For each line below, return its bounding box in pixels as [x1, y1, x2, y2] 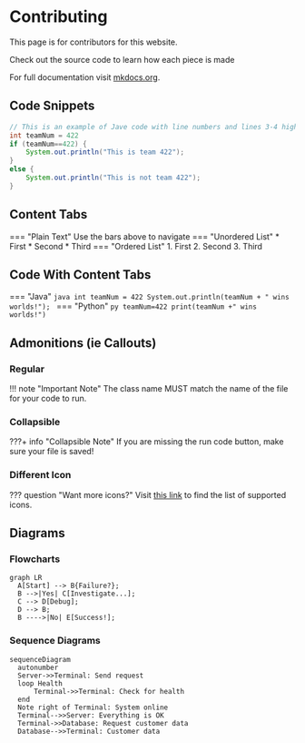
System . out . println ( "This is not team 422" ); [25, 173, 202, 182]
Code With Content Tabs [9, 267, 152, 282]
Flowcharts [9, 553, 61, 565]
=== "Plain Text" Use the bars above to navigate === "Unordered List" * [9, 230, 280, 242]
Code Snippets [9, 98, 95, 114]
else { [9, 165, 34, 174]
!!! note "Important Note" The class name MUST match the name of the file [9, 383, 289, 394]
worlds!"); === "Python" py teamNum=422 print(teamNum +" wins [9, 300, 257, 311]
